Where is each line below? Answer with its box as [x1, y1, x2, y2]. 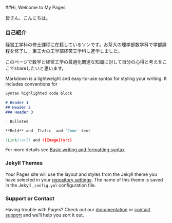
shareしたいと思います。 [14, 65, 67, 71]
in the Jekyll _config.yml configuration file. [5, 182, 96, 188]
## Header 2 [5, 105, 31, 110]
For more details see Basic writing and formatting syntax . [5, 147, 126, 153]
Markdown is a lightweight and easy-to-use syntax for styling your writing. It [5, 75, 167, 82]
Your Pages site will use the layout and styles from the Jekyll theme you [5, 171, 158, 177]
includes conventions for [5, 81, 58, 87]
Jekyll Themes [5, 159, 43, 167]
